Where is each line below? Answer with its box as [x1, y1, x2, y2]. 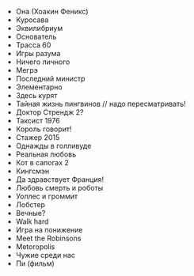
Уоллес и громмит [15, 191, 78, 201]
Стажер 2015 [15, 133, 60, 142]
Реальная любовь [15, 149, 77, 159]
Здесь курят [15, 91, 58, 100]
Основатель [15, 32, 57, 41]
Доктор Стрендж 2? [15, 108, 84, 117]
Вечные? [15, 209, 46, 217]
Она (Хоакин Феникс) [15, 7, 89, 16]
